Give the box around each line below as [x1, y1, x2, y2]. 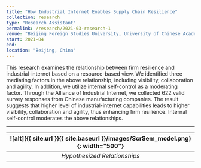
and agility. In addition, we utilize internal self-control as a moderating [6, 83, 178, 90]
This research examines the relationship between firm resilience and [6, 64, 175, 71]
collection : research [6, 14, 60, 20]
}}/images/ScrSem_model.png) [101, 134, 191, 142]
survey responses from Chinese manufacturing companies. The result [6, 95, 179, 102]
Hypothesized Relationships [61, 151, 140, 160]
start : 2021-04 [6, 36, 44, 42]
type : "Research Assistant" [6, 20, 77, 26]
